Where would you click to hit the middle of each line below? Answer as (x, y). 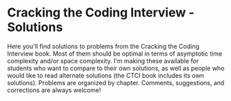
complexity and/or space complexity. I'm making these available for (103, 60)
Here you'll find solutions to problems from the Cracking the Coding (103, 46)
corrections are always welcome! (54, 90)
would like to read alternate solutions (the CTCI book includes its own (106, 75)
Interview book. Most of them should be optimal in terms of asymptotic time (115, 54)
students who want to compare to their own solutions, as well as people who (116, 68)
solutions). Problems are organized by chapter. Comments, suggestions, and (116, 82)
